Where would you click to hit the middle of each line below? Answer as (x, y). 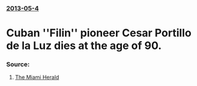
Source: (18, 64)
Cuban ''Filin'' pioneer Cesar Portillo (99, 33)
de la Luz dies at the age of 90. (84, 46)
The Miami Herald (37, 77)
